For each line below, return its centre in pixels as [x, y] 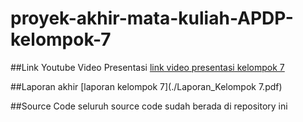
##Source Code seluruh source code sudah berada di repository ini [149, 106]
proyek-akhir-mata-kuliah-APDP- [152, 18]
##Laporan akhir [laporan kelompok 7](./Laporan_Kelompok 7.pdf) [146, 86]
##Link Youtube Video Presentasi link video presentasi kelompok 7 [147, 67]
